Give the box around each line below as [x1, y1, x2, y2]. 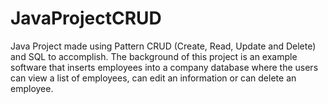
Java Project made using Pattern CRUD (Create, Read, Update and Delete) [10, 40, 317, 52]
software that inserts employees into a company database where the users [10, 61, 319, 73]
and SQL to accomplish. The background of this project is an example [10, 50, 298, 62]
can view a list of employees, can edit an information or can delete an [10, 72, 297, 84]
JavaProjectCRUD [10, 7, 162, 30]
